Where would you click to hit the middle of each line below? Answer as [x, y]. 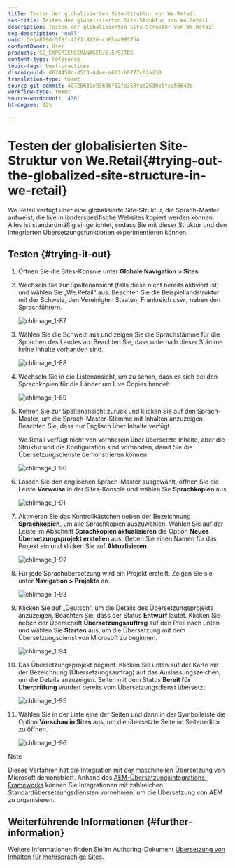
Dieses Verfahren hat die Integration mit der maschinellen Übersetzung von [116, 770]
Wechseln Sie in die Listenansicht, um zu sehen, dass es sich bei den [118, 377]
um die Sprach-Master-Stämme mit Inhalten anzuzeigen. [123, 419]
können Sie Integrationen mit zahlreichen [104, 785]
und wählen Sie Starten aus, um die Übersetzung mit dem [102, 630]
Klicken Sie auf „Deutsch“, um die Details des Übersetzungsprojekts [116, 608]
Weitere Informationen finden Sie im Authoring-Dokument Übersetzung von [117, 850]
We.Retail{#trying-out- [154, 161]
